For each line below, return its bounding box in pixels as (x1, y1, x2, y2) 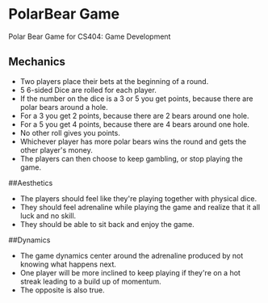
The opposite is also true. (19, 284, 105, 295)
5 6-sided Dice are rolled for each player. (19, 85, 157, 95)
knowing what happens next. (19, 259, 117, 269)
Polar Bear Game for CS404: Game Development (8, 32, 171, 41)
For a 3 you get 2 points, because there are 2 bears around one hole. (19, 111, 249, 120)
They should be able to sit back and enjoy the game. (19, 219, 195, 229)
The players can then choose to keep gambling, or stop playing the (19, 154, 244, 163)
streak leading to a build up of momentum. (19, 276, 161, 286)
